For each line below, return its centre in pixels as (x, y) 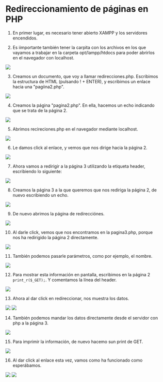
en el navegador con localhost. (43, 57)
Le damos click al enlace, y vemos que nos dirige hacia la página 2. (80, 148)
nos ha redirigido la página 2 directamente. (55, 237)
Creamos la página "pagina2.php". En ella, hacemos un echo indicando (83, 105)
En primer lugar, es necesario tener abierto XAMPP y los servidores (80, 33)
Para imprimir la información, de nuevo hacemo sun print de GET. (78, 342)
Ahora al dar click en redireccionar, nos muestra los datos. (71, 298)
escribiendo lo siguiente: (37, 171)
